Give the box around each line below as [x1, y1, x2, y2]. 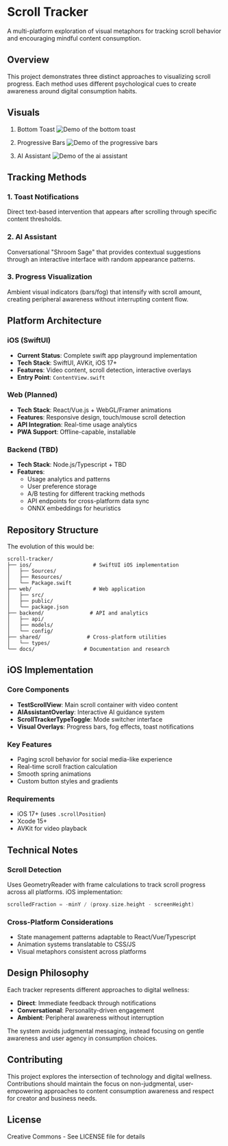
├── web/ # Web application [7, 585, 146, 593]
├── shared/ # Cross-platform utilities [7, 633, 167, 641]
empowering [7, 1086, 43, 1095]
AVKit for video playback [16, 825, 88, 833]
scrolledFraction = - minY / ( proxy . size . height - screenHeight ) [7, 901, 194, 908]
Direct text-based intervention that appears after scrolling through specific [7, 207, 217, 216]
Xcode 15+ [16, 817, 48, 825]
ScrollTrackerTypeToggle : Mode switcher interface [16, 715, 163, 723]
